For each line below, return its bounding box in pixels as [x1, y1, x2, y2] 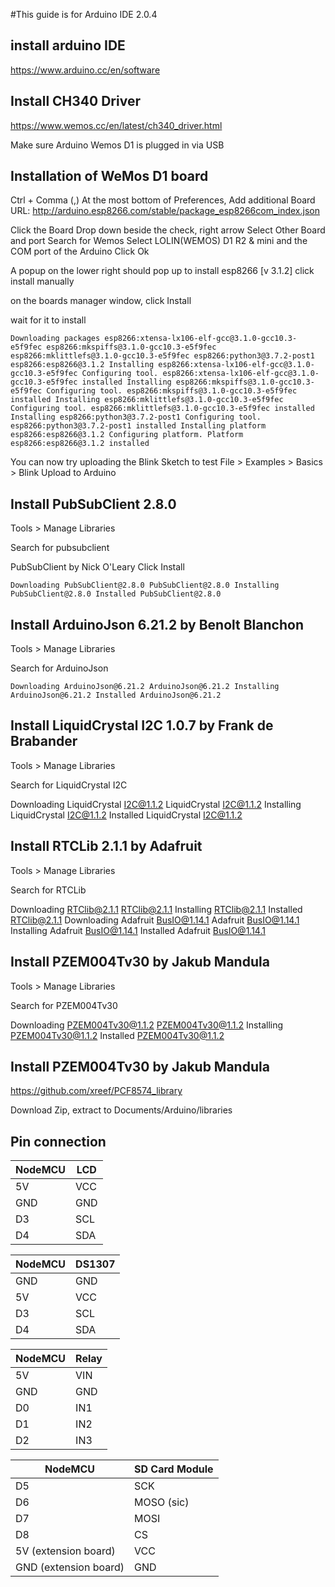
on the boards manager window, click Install [10, 295, 192, 307]
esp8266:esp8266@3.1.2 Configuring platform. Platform [10, 430, 244, 440]
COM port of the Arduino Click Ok [10, 245, 150, 258]
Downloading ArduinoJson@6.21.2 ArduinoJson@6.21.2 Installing [10, 682, 280, 692]
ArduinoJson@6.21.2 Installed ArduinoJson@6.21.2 [10, 690, 222, 701]
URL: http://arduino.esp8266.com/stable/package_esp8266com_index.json [10, 205, 320, 217]
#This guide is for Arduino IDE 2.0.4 [10, 9, 158, 20]
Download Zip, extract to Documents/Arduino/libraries [10, 1104, 233, 1116]
